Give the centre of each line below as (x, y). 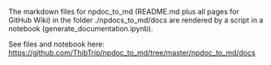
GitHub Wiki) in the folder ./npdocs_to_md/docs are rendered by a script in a (136, 20)
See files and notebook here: (57, 44)
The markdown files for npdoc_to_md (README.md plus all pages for (124, 12)
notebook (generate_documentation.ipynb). (81, 28)
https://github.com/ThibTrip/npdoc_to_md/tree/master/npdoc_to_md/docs (132, 53)
